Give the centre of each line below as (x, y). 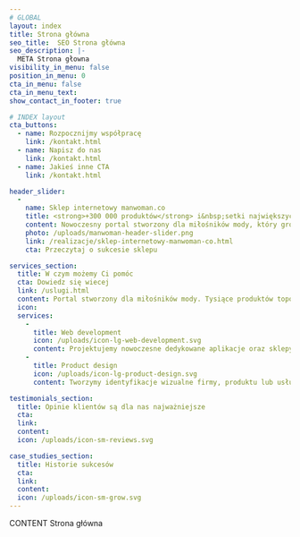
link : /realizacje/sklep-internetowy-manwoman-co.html (129, 241)
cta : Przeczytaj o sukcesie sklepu (92, 250)
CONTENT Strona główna (56, 523)
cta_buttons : (33, 125)
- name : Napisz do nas (59, 150)
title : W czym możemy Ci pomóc (75, 274)
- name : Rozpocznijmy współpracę (79, 134)
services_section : (43, 266)
